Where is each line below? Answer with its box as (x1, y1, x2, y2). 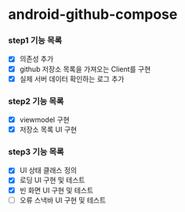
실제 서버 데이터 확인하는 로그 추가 (19, 74, 125, 83)
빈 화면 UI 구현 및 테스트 (19, 185, 94, 195)
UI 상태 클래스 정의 (19, 166, 77, 175)
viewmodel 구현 (19, 115, 70, 124)
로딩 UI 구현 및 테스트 (19, 175, 85, 185)
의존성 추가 (19, 54, 54, 64)
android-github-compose (8, 5, 178, 24)
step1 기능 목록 (8, 35, 63, 46)
